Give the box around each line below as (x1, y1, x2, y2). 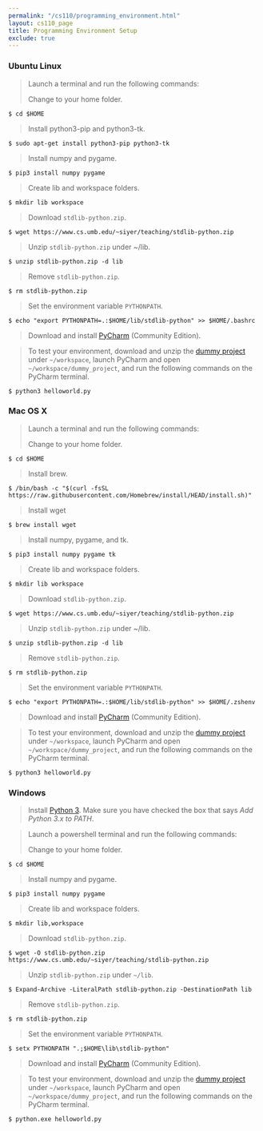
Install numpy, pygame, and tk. (27, 534, 130, 545)
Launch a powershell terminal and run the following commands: (27, 830, 237, 839)
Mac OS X (8, 405, 48, 417)
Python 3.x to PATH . (27, 814, 94, 823)
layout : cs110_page (8, 19, 74, 27)
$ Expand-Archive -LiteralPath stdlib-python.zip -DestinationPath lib (8, 986, 252, 994)
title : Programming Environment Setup (8, 26, 137, 34)
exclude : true (8, 34, 56, 42)
